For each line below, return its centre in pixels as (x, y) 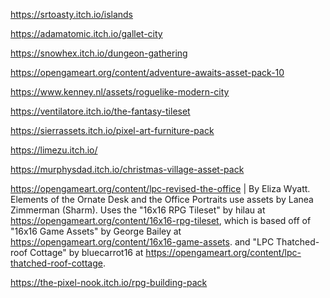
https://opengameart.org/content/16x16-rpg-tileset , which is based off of (161, 220)
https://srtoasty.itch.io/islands (72, 14)
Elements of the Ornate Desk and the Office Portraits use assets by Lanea (162, 199)
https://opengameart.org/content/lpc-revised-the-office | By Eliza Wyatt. (160, 188)
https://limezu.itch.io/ (54, 150)
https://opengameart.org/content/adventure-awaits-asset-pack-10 (147, 72)
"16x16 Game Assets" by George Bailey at (96, 231)
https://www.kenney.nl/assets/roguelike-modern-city (120, 92)
